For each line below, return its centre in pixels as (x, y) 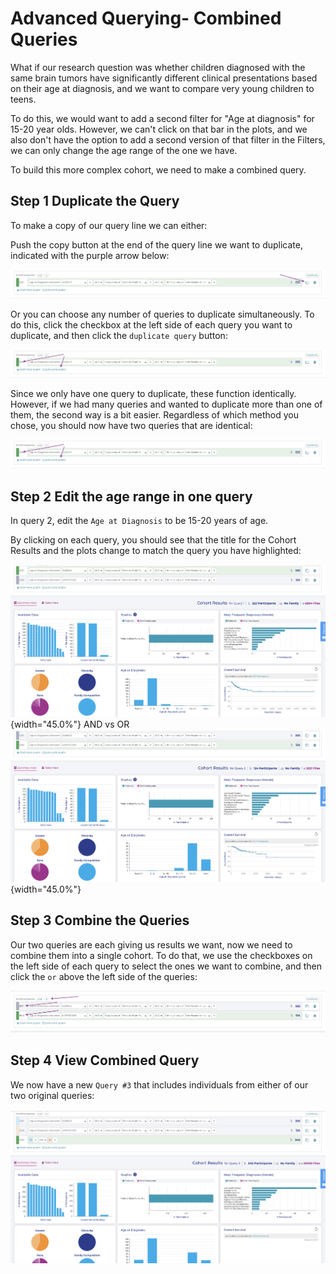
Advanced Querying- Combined (146, 18)
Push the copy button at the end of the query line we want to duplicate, (156, 244)
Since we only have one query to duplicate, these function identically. (153, 394)
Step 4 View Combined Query (105, 1060)
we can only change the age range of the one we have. (124, 150)
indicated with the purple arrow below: (90, 255)
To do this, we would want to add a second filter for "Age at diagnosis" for (162, 118)
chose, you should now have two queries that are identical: (131, 426)
